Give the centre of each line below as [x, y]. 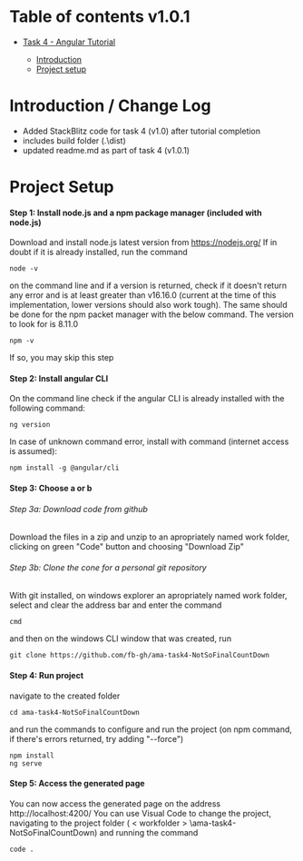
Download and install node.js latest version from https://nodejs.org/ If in [143, 242]
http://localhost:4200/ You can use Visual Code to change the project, [141, 813]
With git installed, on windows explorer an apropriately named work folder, [148, 596]
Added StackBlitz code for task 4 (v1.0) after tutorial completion [142, 131]
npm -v [22, 341]
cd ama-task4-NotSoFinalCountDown [75, 712]
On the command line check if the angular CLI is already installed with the [147, 399]
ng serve [26, 763]
